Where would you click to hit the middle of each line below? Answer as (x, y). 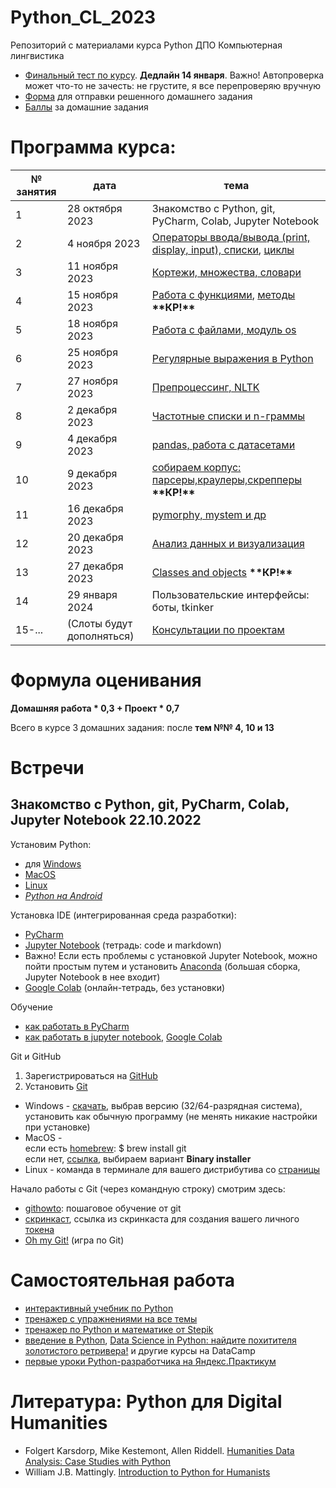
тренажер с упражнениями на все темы (111, 1318)
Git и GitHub (36, 1056)
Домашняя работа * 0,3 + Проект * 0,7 (95, 708)
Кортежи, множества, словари (226, 272)
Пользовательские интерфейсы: (230, 594)
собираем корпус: (196, 467)
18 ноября (92, 323)
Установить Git (56, 1086)
